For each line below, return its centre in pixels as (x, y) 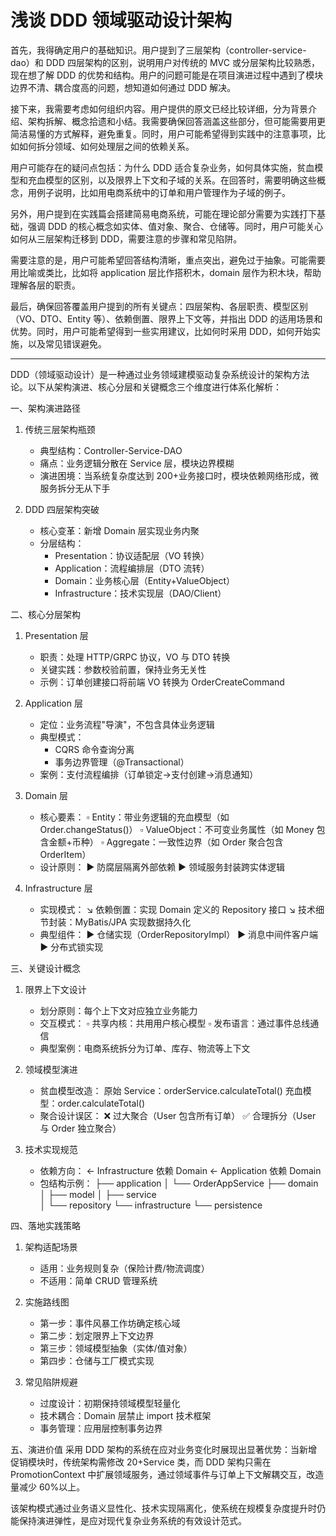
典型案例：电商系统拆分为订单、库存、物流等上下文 (145, 1048)
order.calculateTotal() (101, 1103)
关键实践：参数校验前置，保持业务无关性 (123, 669)
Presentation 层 (56, 635)
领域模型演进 (51, 1069)
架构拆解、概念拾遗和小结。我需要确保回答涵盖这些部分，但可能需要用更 (176, 121)
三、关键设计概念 (45, 968)
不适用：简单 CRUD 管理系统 (98, 1280)
